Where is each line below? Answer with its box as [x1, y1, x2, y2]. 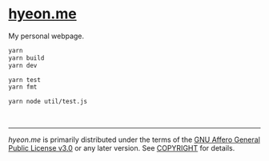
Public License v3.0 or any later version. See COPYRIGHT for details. [8, 143, 235, 153]
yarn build [8, 53, 45, 62]
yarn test [8, 76, 42, 84]
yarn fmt [8, 83, 38, 92]
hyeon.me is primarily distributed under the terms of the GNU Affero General [8, 135, 260, 144]
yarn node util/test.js [8, 97, 88, 106]
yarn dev [8, 61, 38, 69]
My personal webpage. [8, 31, 85, 41]
